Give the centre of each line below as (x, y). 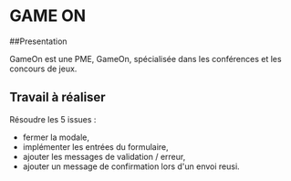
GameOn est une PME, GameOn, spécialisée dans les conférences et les (145, 59)
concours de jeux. (43, 69)
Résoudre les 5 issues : (53, 119)
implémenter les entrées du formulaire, (95, 146)
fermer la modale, (56, 137)
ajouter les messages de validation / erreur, (104, 156)
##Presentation (38, 41)
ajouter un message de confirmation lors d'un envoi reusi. (131, 166)
